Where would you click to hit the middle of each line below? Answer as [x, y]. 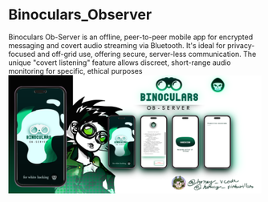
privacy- [241, 45]
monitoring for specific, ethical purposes [75, 71]
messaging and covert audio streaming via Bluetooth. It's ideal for [117, 45]
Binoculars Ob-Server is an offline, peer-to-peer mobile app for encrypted [131, 37]
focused [22, 54]
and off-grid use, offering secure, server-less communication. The [147, 54]
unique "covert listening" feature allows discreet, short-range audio [120, 63]
